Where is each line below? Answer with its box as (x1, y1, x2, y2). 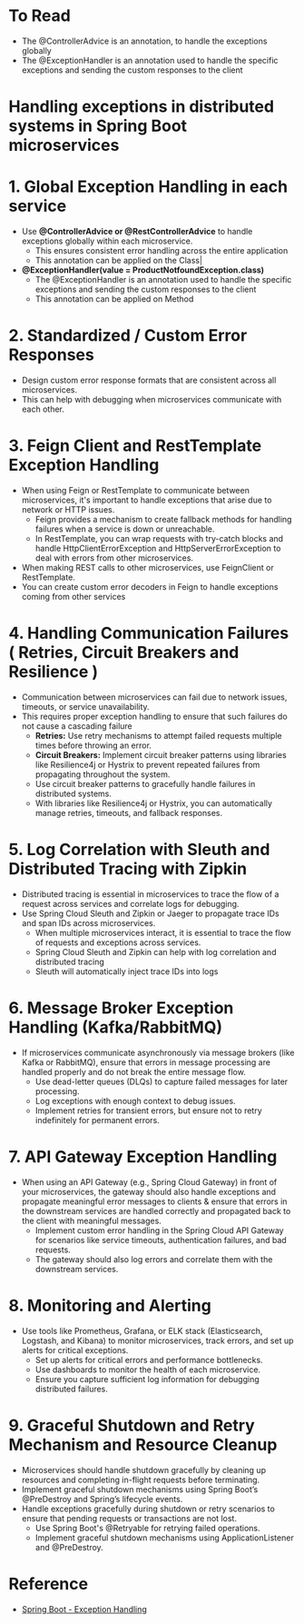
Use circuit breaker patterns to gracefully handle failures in (34, 778, 256, 789)
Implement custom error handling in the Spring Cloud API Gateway (34, 1224, 284, 1236)
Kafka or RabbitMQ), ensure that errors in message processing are (21, 1056, 271, 1068)
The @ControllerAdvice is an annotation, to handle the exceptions (21, 35, 268, 46)
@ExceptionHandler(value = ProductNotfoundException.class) (21, 264, 265, 275)
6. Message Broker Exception (8, 998, 234, 1018)
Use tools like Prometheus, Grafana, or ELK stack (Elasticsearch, (21, 1325, 263, 1336)
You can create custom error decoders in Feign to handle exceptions (21, 581, 279, 592)
